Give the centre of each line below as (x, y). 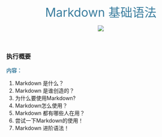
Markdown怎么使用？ (41, 106)
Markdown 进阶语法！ (42, 128)
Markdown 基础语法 (101, 12)
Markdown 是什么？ (39, 83)
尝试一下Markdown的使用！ (49, 121)
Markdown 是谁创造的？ (45, 91)
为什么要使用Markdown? (45, 98)
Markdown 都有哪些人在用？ (50, 113)
